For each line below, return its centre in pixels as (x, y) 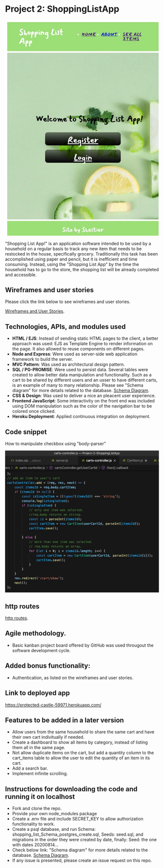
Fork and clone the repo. (37, 808)
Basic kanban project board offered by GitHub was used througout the (83, 645)
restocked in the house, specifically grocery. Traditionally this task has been (82, 254)
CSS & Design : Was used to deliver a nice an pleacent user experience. (84, 396)
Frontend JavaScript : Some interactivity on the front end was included (83, 401)
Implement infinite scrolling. (40, 774)
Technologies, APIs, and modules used (65, 327)
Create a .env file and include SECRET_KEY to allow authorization (78, 819)
